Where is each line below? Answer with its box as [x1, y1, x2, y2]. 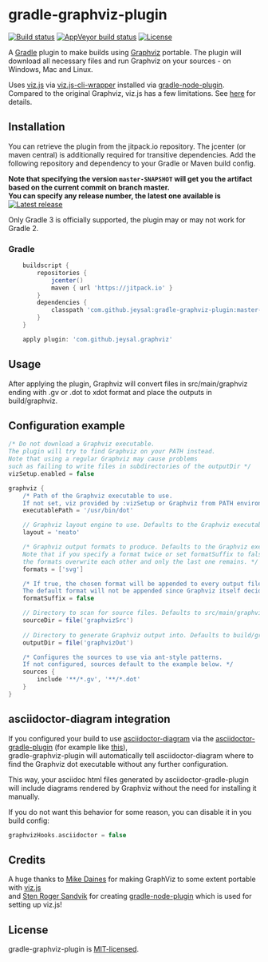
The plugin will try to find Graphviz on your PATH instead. [8, 448, 216, 456]
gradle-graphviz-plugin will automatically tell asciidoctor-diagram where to [8, 750, 254, 760]
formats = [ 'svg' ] [22, 565, 84, 573]
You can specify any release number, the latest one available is [8, 190, 221, 201]
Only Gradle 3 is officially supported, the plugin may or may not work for [8, 214, 246, 225]
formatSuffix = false [22, 594, 94, 603]
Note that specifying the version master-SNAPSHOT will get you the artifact [8, 174, 253, 183]
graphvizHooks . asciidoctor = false [8, 831, 127, 839]
